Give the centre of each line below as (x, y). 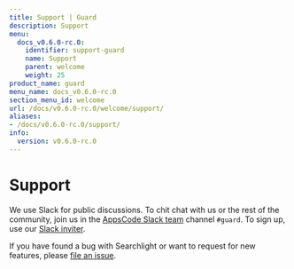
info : (19, 133)
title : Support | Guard (53, 17)
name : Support (51, 59)
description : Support (49, 26)
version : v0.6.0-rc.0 (57, 141)
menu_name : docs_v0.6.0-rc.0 (63, 91)
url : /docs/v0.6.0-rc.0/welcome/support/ (87, 108)
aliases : (25, 116)
